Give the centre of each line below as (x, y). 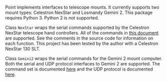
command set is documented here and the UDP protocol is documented (79, 69)
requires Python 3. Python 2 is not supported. (52, 18)
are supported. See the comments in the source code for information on (79, 38)
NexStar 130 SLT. (23, 49)
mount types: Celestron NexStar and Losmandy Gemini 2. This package (79, 12)
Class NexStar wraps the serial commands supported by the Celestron (77, 27)
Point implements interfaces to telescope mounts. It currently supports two (82, 7)
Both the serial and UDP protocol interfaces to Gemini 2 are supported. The (82, 64)
